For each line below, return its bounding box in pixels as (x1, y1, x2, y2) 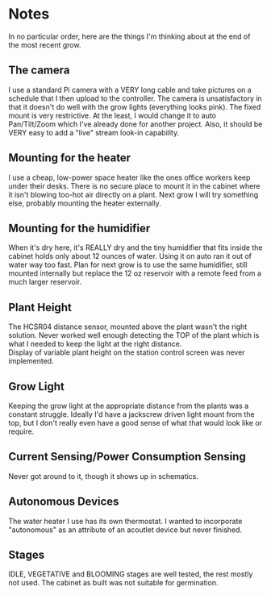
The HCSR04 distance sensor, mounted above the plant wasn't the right (8, 322, 248, 331)
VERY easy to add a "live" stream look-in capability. (8, 127, 180, 137)
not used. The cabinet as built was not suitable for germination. (8, 578, 219, 588)
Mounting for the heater (8, 151, 131, 165)
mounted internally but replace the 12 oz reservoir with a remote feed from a (8, 268, 262, 278)
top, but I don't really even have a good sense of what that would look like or (8, 418, 263, 427)
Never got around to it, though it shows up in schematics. (8, 471, 199, 481)
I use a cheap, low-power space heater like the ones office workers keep (8, 173, 251, 182)
